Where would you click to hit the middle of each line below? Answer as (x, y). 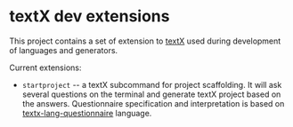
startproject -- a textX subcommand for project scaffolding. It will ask (152, 84)
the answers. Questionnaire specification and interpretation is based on (153, 103)
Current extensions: (45, 67)
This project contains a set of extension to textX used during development (145, 41)
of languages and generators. (64, 50)
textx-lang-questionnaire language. (87, 113)
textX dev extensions (90, 16)
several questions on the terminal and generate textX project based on (151, 94)
